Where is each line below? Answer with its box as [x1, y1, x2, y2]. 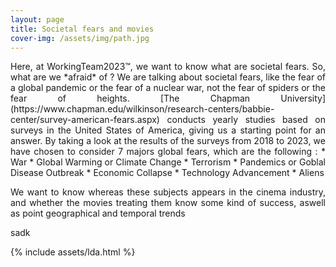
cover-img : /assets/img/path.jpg [10, 33, 150, 43]
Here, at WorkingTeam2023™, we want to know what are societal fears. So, [10, 61, 326, 73]
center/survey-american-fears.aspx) [10, 114, 160, 126]
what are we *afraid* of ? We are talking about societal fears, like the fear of [10, 71, 326, 83]
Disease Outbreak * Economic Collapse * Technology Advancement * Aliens [10, 167, 325, 179]
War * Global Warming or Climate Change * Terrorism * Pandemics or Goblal [10, 156, 326, 168]
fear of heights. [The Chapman [10, 92, 251, 105]
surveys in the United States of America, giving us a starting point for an [10, 124, 326, 136]
